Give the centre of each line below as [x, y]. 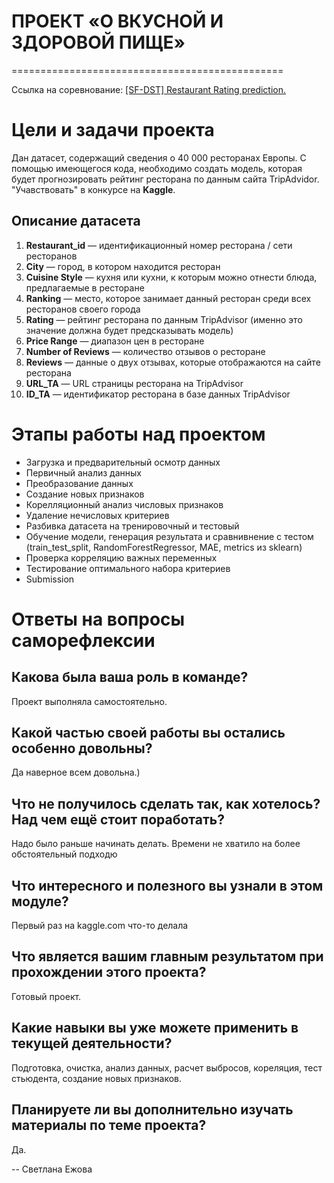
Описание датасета [76, 221]
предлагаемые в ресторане [85, 287]
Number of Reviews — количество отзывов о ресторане [145, 351]
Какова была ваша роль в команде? [130, 677]
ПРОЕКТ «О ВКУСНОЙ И [117, 21]
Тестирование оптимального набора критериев [128, 568]
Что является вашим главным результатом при [167, 956]
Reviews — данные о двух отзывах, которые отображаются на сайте [173, 362]
